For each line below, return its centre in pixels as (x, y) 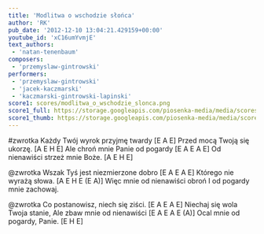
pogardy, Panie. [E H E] (46, 221)
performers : (27, 74)
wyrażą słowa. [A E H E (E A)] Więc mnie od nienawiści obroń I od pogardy (129, 180)
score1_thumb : (31, 118)
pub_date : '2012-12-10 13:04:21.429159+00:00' (86, 30)
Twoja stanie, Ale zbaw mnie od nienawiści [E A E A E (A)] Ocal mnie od (124, 213)
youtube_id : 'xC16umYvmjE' (52, 37)
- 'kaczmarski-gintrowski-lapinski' (71, 96)
